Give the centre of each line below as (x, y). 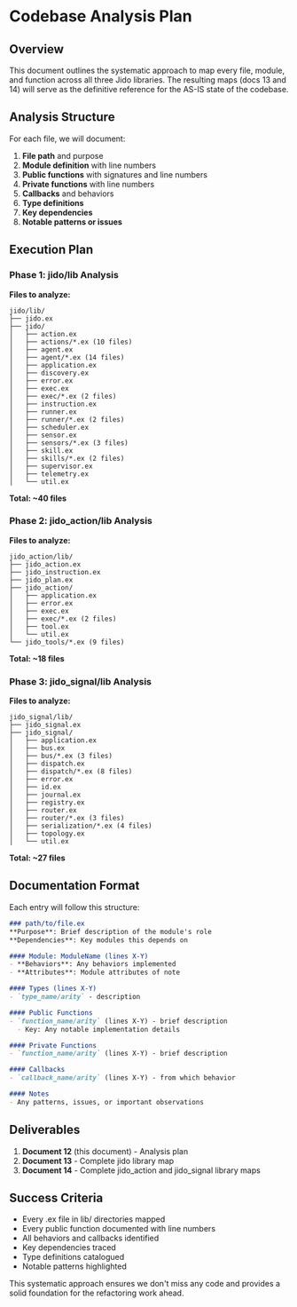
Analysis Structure (62, 117)
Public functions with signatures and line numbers (115, 174)
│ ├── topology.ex (47, 834)
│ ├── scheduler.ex (49, 427)
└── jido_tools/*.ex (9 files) (67, 642)
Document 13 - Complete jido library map (98, 1160)
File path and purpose (63, 155)
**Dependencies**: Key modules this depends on (99, 940)
